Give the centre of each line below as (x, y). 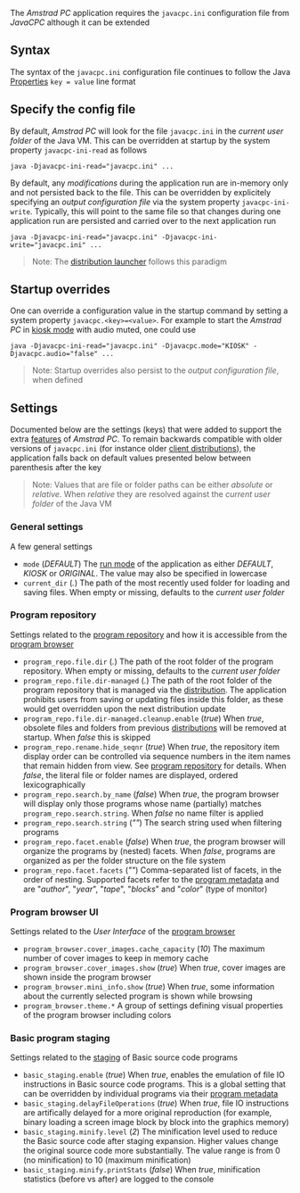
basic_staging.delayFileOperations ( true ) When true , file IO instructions (156, 1103)
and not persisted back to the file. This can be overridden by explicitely (140, 192)
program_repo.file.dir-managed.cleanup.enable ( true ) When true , (143, 718)
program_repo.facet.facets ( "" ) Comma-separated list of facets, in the (152, 870)
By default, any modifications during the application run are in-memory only (149, 183)
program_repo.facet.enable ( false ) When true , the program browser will (154, 841)
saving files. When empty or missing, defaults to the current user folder (154, 592)
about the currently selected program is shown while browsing (138, 996)
